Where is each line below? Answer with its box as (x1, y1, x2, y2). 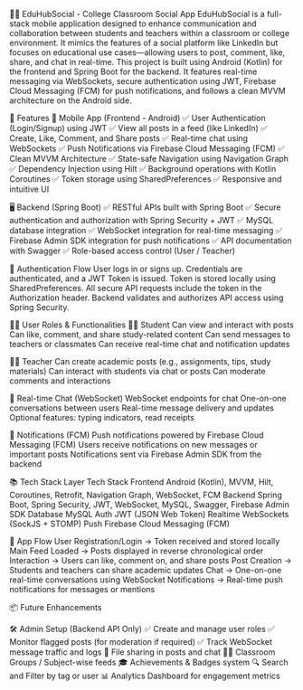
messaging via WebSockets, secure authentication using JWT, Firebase (9, 76, 277, 86)
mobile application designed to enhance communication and (31, 18, 257, 29)
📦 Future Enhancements (9, 602, 102, 612)
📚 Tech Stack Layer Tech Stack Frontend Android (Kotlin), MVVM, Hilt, (9, 477, 274, 487)
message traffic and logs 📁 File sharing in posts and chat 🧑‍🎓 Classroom (9, 647, 276, 657)
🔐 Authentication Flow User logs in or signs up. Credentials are (9, 263, 242, 274)
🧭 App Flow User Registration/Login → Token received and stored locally (9, 536, 280, 546)
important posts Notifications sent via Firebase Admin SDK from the (9, 449, 262, 459)
